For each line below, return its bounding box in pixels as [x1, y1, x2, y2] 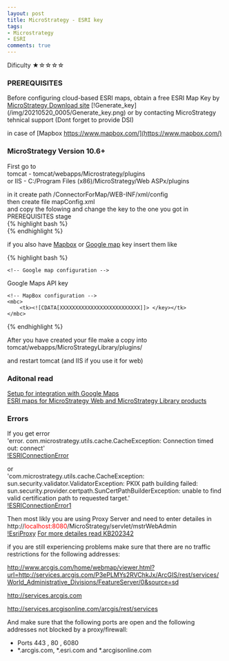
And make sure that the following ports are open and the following [7, 618, 195, 627]
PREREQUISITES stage [7, 212, 72, 221]
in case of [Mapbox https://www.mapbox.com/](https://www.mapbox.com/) [7, 129, 222, 138]
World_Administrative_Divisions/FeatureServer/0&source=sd [7, 578, 179, 587]
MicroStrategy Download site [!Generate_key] [7, 101, 137, 110]
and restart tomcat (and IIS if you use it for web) [7, 356, 143, 365]
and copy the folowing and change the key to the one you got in [7, 205, 189, 213]
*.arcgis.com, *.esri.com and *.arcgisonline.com [17, 646, 152, 655]
